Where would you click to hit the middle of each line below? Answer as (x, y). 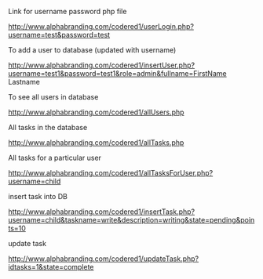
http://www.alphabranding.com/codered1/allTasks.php (96, 143)
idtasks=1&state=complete (51, 267)
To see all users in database (53, 97)
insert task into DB (38, 196)
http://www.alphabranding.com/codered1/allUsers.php (96, 112)
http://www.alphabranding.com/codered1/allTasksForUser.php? (111, 173)
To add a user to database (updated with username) (92, 50)
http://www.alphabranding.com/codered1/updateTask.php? (103, 259)
